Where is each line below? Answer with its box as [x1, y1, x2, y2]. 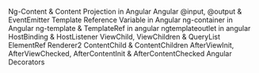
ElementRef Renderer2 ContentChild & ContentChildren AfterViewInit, [8, 40, 234, 50]
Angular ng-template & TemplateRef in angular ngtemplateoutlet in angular [8, 24, 251, 33]
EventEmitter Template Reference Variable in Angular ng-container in [8, 15, 234, 25]
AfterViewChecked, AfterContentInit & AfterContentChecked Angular [8, 49, 232, 58]
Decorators [8, 57, 45, 67]
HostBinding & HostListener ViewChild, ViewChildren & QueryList [8, 32, 220, 41]
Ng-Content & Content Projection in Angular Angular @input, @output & [8, 7, 242, 16]
